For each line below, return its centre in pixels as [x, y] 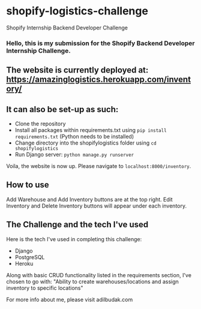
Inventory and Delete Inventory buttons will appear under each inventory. [97, 206]
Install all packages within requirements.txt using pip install [91, 130]
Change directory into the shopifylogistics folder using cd [86, 143]
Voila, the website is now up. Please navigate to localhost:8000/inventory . [99, 166]
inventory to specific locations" [45, 288]
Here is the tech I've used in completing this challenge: [74, 239]
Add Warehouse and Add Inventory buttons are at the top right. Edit [89, 199]
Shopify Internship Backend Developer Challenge [67, 28]
